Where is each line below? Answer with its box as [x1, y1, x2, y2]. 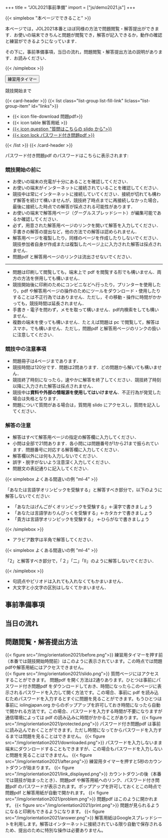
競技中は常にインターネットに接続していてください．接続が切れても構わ [12, 191, 161, 197]
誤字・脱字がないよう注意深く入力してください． [12, 459, 113, 465]
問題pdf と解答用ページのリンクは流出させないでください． [12, 254, 135, 260]
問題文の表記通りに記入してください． [12, 465, 91, 471]
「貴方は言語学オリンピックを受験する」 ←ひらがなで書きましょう [12, 516, 150, 522]
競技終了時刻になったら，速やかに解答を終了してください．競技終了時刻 [12, 376, 161, 382]
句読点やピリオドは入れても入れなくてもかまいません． [12, 578, 126, 584]
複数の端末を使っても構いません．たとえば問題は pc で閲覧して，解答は [12, 319, 160, 325]
